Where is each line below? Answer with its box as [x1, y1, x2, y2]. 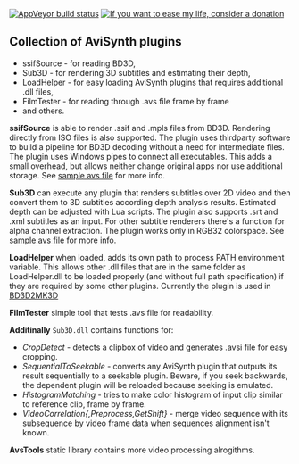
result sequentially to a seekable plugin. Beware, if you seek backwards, [21, 370, 288, 381]
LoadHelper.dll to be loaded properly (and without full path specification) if [9, 270, 284, 281]
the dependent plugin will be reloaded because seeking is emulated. [21, 379, 274, 390]
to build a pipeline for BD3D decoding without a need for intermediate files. [9, 141, 286, 152]
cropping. [21, 351, 58, 361]
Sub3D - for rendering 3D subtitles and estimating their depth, [21, 67, 252, 78]
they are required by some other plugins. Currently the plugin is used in [9, 280, 271, 291]
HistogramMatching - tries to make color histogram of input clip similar [21, 389, 284, 400]
